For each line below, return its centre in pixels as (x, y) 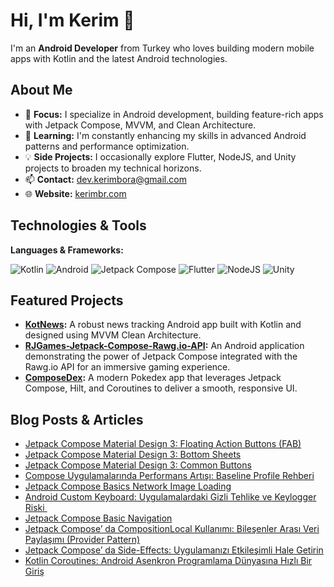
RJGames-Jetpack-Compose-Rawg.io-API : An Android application (164, 346)
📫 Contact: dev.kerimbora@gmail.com (105, 179)
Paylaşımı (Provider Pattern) (82, 540)
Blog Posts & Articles (77, 419)
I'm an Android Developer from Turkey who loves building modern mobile (162, 48)
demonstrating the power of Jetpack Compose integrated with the (161, 356)
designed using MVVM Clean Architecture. (113, 335)
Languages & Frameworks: (67, 250)
